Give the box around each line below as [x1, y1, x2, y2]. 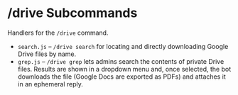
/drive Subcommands [7, 5, 138, 21]
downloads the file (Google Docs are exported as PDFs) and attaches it [17, 72, 226, 81]
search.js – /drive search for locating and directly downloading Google [17, 42, 229, 50]
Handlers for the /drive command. [7, 28, 109, 37]
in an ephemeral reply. [17, 79, 84, 88]
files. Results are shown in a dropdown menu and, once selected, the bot [17, 65, 232, 73]
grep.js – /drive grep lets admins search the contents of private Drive [17, 57, 225, 65]
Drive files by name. [17, 50, 77, 58]
